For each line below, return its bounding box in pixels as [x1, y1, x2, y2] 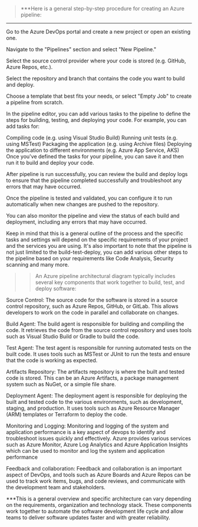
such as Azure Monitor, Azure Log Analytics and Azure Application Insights [6, 441, 189, 448]
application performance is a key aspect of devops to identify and [6, 429, 166, 435]
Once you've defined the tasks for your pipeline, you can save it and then [6, 153, 184, 160]
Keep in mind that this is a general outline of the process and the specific [6, 230, 184, 237]
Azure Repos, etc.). [6, 64, 53, 70]
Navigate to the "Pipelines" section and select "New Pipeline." [6, 46, 157, 52]
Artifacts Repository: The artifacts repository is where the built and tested [6, 368, 184, 375]
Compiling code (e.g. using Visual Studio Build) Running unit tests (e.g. [6, 134, 178, 141]
